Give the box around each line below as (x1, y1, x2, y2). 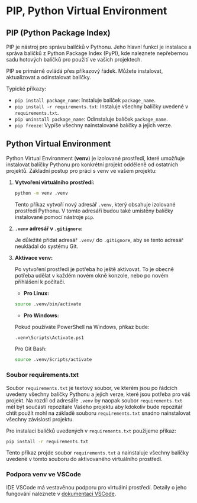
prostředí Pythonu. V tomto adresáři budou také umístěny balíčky (14, 207, 173, 214)
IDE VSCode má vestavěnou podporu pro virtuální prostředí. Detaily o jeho (6, 483, 187, 491)
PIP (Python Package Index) (6, 28, 111, 38)
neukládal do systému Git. (14, 243, 79, 250)
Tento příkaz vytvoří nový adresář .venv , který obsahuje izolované (14, 201, 176, 208)
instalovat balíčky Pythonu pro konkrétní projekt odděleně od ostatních (6, 161, 179, 168)
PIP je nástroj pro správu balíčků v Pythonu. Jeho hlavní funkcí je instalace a (6, 43, 192, 50)
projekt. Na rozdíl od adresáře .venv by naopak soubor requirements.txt (6, 396, 183, 404)
